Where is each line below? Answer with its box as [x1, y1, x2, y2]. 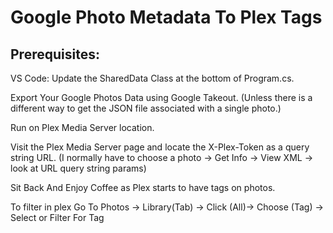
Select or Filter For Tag [10, 212, 105, 223]
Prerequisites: [10, 46, 100, 63]
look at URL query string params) [10, 162, 147, 174]
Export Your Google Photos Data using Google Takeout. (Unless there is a [10, 92, 313, 103]
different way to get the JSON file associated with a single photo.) [10, 102, 282, 114]
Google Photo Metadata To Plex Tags [10, 6, 323, 29]
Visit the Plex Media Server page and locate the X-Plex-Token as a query [10, 141, 310, 153]
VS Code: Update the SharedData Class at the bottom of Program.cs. [10, 72, 295, 84]
